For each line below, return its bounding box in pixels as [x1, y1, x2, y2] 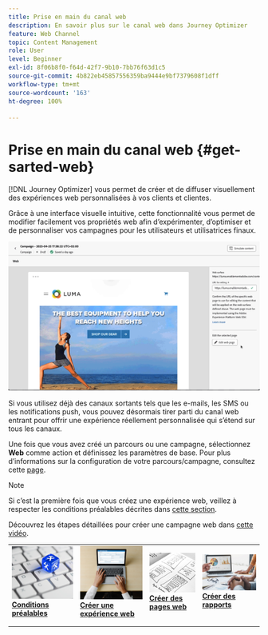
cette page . [8, 465, 46, 474]
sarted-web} [8, 158, 94, 176]
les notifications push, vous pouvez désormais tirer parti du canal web [8, 406, 239, 416]
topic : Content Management [8, 38, 98, 46]
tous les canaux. [8, 424, 62, 433]
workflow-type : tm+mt [8, 80, 81, 88]
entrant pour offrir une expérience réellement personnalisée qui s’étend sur [8, 415, 255, 425]
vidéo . [8, 528, 30, 537]
